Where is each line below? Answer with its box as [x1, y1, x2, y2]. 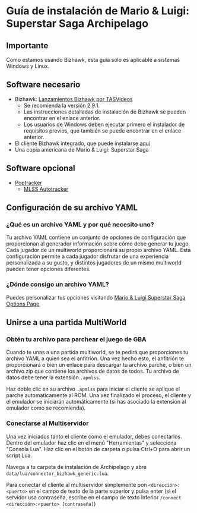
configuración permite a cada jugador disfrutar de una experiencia [6, 253, 169, 260]
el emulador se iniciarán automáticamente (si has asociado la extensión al [6, 398, 186, 405]
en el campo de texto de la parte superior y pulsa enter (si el [28, 487, 177, 495]
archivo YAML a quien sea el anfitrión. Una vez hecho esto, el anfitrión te [6, 355, 185, 362]
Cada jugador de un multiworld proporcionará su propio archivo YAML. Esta [6, 247, 191, 254]
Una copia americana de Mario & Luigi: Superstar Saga [14, 146, 150, 153]
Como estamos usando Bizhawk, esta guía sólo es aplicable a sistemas [6, 56, 180, 63]
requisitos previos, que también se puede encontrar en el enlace [23, 127, 182, 134]
